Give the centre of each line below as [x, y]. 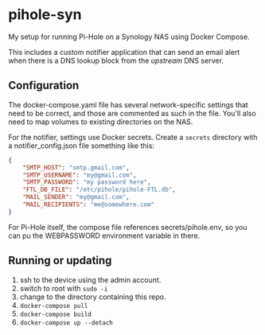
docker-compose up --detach [66, 323]
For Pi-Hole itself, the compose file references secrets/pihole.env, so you [128, 227]
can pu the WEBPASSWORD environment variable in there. [104, 236]
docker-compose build [55, 314]
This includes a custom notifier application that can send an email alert [124, 52]
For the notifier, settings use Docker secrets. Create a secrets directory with [133, 137]
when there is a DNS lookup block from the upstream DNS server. [116, 60]
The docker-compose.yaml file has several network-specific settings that [128, 104]
